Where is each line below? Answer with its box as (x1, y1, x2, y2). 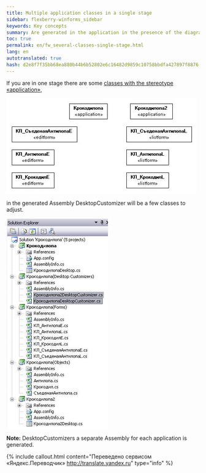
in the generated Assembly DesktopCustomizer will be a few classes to (6, 199, 186, 207)
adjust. (6, 206, 24, 213)
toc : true (6, 36, 32, 42)
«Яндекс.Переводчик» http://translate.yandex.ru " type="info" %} (6, 459, 174, 466)
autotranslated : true (6, 55, 62, 61)
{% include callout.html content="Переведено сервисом (6, 453, 152, 460)
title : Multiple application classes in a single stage (6, 10, 152, 16)
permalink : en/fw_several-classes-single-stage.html (6, 42, 144, 48)
